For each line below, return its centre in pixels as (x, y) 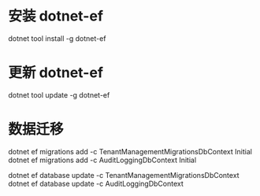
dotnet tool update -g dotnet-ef (59, 94)
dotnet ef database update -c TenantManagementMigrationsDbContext (124, 175)
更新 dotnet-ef (56, 73)
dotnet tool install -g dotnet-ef (57, 38)
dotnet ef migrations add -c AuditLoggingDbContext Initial (102, 160)
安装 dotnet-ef (56, 16)
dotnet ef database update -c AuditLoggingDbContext (96, 183)
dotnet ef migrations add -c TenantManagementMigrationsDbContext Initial (130, 151)
